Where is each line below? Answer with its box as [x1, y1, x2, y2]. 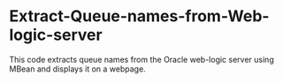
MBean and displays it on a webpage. [9, 64, 146, 74]
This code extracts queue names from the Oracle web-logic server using [9, 54, 274, 64]
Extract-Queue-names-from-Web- [9, 6, 270, 26]
